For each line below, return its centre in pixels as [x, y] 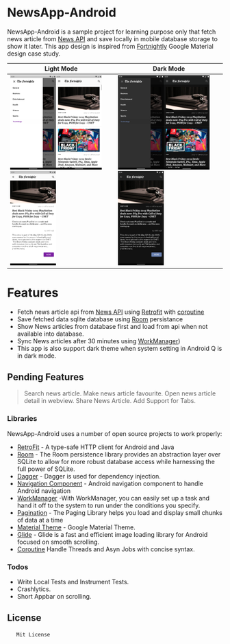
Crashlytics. [34, 589]
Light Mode [61, 69]
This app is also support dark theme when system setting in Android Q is [119, 348]
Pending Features [46, 377]
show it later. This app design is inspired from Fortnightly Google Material [110, 46]
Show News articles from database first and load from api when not [112, 326]
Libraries [22, 419]
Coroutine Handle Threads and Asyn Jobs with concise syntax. [106, 549]
